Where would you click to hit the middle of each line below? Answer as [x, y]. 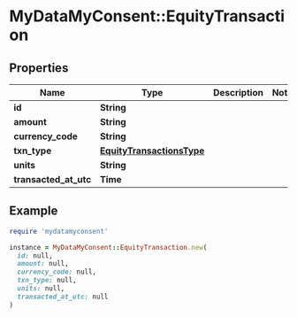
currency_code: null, [57, 272]
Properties [39, 68]
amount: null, [43, 264]
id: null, [35, 255]
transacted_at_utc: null [63, 297]
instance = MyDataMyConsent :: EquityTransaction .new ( [108, 247]
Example [34, 211]
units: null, [41, 289]
